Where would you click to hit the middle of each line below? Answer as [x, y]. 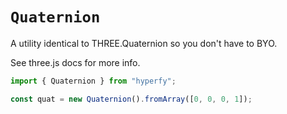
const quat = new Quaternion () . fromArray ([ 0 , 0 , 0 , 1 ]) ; [131, 99]
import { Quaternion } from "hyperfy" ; [93, 81]
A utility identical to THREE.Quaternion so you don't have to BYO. [144, 43]
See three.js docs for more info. [75, 62]
